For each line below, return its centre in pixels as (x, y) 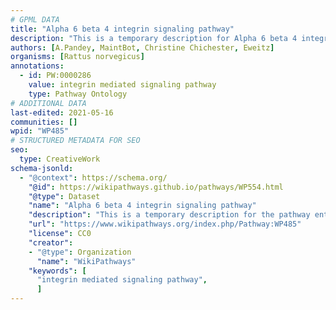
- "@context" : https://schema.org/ (93, 177)
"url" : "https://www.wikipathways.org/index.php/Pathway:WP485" (165, 224)
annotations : (37, 66)
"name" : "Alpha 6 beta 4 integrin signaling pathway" (142, 206)
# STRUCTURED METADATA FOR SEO (75, 141)
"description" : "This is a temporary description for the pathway (169, 215)
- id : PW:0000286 (55, 76)
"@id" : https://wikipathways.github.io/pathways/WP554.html (156, 187)
